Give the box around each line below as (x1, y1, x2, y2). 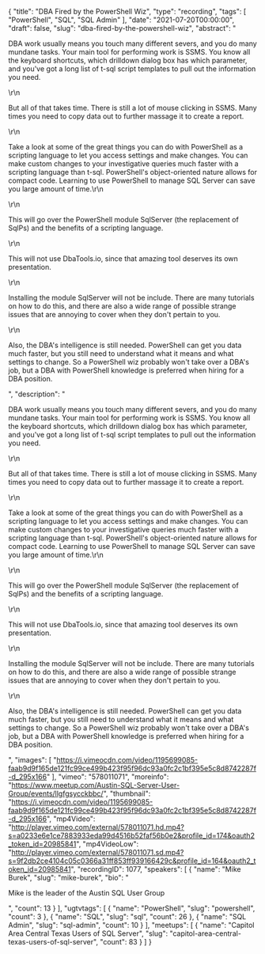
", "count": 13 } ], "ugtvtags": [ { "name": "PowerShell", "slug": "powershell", (8, 903, 256, 913)
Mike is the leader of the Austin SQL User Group (8, 888, 165, 897)
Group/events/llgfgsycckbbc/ (8, 789, 104, 798)
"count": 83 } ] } (100, 937, 152, 946)
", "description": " (8, 389, 66, 399)
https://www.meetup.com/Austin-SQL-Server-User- (11, 781, 180, 789)
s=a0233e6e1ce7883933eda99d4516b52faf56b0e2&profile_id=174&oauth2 (8, 831, 256, 840)
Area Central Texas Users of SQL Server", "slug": (8, 929, 168, 938)
